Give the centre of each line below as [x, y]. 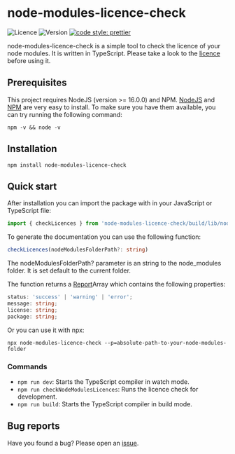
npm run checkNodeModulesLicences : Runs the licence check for [108, 389]
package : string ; [33, 317]
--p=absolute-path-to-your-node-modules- [165, 343]
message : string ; [33, 303]
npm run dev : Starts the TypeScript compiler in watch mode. [104, 381]
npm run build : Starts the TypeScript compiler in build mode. [105, 404]
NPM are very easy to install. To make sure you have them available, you [112, 107]
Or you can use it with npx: [46, 330]
